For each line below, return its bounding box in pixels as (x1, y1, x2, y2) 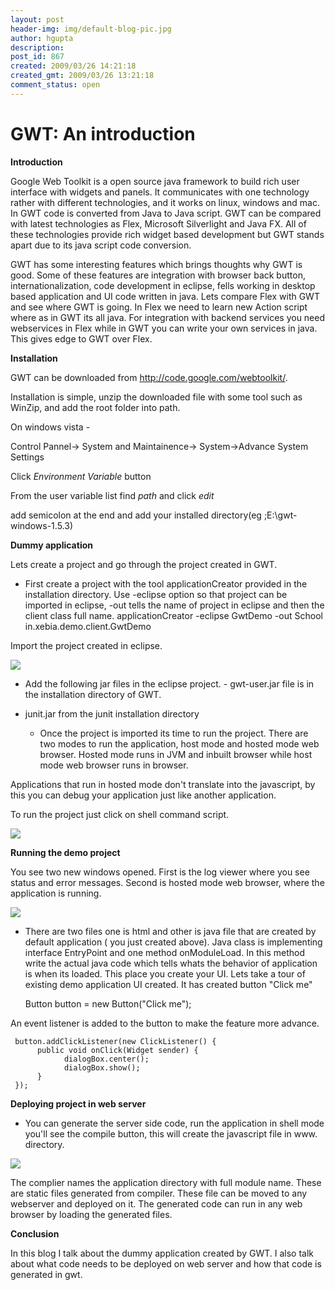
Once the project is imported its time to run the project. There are (39, 727, 309, 739)
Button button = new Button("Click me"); (24, 997, 192, 1010)
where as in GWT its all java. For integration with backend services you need (10, 311, 326, 323)
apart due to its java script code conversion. (10, 239, 192, 251)
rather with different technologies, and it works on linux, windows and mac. (10, 196, 320, 208)
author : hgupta (10, 33, 74, 43)
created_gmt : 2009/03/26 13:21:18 (10, 71, 155, 81)
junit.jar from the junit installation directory (24, 707, 200, 720)
